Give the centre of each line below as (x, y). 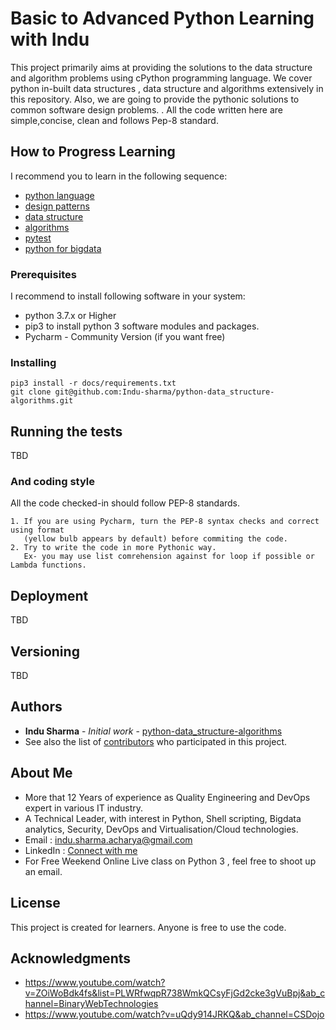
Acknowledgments (71, 958)
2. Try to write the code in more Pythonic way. (113, 548)
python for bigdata (63, 248)
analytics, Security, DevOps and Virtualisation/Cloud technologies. (161, 829)
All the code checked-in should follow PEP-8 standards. (125, 503)
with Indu (50, 39)
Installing (33, 362)
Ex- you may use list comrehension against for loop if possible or (169, 557)
